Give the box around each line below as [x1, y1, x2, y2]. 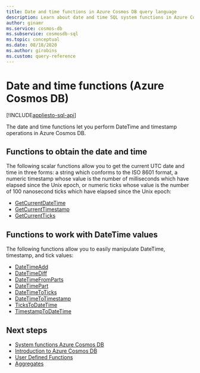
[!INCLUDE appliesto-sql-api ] [6, 111, 76, 118]
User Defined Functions [14, 354, 73, 360]
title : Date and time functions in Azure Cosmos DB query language [6, 8, 177, 15]
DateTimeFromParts [14, 276, 64, 283]
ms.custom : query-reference [6, 53, 76, 59]
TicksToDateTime [14, 301, 58, 308]
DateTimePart [14, 282, 49, 290]
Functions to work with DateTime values [6, 230, 158, 240]
